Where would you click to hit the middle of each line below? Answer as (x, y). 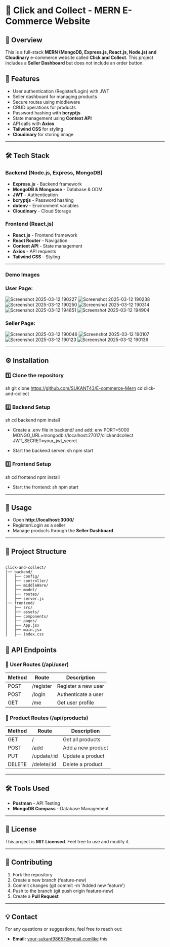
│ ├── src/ (19, 608)
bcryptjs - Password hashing (43, 200)
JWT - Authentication (35, 195)
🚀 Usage (18, 508)
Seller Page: (20, 323)
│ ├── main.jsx (24, 630)
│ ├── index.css (25, 634)
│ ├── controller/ (27, 581)
